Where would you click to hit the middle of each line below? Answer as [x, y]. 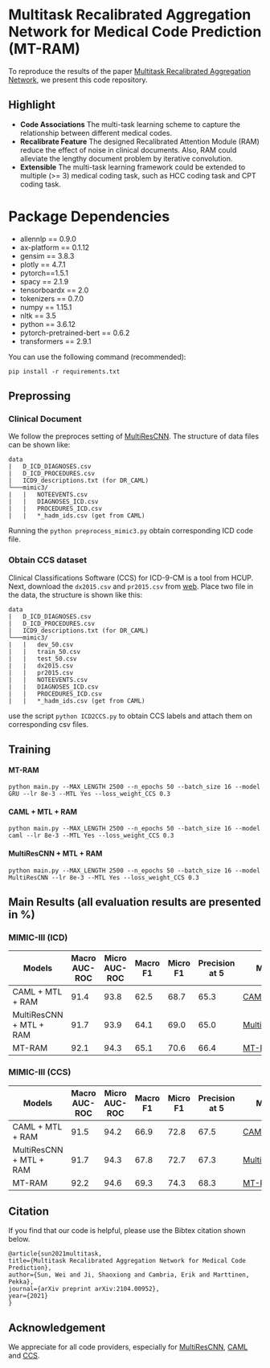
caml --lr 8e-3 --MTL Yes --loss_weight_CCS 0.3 [91, 836]
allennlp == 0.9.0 [48, 239]
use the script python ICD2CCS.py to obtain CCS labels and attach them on [131, 716]
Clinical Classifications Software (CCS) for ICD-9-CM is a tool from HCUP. [131, 578]
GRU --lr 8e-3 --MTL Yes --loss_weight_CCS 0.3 [90, 794]
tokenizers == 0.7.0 [52, 298]
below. [19, 1239]
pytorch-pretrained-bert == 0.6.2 [75, 333]
